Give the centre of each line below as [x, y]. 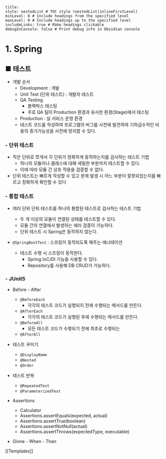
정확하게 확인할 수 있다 [44, 182]
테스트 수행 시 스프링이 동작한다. [51, 253]
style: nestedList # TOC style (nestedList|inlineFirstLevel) [71, 12]
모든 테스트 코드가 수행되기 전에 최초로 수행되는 [74, 328]
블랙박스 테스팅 [42, 106]
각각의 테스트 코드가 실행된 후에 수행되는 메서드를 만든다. [83, 317]
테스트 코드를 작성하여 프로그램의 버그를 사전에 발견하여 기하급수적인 [87, 125]
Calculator [31, 410]
